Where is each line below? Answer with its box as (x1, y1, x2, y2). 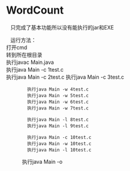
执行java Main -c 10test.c (27, 134, 92, 140)
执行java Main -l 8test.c (27, 117, 89, 122)
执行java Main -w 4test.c (27, 86, 89, 92)
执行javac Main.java (6, 59, 54, 66)
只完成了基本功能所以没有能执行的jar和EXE (10, 24, 114, 31)
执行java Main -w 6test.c (27, 99, 89, 105)
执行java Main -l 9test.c (27, 122, 89, 129)
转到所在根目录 (6, 51, 42, 58)
